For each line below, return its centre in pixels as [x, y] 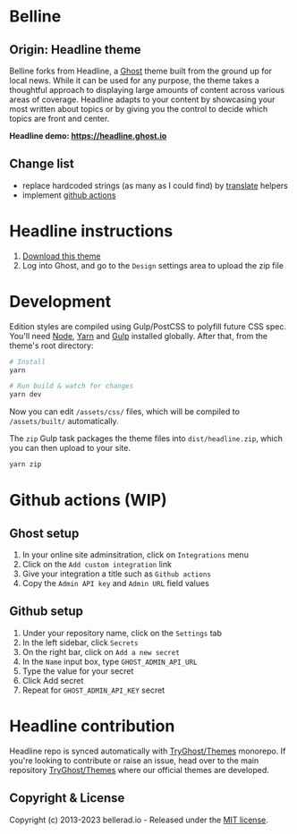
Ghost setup [44, 533]
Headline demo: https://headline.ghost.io [88, 136]
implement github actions [69, 195]
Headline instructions [91, 231]
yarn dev [25, 395]
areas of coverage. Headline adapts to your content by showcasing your [142, 99]
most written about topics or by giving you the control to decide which [139, 109]
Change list [42, 164]
